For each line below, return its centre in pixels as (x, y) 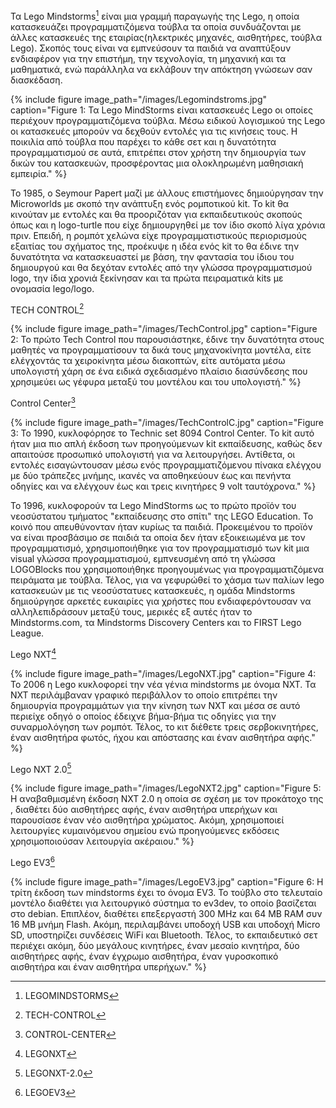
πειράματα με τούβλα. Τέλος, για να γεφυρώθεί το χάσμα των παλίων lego (167, 580)
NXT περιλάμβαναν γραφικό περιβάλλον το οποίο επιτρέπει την (144, 695)
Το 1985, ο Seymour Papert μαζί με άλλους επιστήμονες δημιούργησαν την (167, 193)
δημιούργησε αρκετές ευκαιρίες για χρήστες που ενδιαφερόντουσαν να (161, 601)
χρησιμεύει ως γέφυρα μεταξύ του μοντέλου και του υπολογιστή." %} (156, 382)
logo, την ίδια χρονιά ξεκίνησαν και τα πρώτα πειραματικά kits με (147, 278)
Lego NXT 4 (33, 653)
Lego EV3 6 (32, 861)
